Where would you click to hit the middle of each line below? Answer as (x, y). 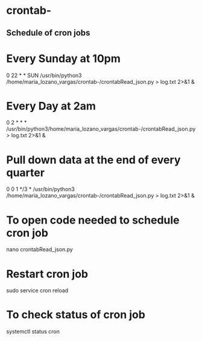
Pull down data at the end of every (93, 160)
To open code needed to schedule (93, 220)
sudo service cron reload (37, 290)
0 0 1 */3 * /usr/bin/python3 (41, 189)
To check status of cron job (76, 315)
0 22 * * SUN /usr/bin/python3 (44, 75)
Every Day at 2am (51, 106)
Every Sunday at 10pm (63, 58)
